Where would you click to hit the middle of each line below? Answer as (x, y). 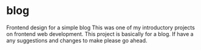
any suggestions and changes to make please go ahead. (77, 40)
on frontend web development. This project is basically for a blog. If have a (100, 34)
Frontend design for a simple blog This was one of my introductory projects (101, 27)
